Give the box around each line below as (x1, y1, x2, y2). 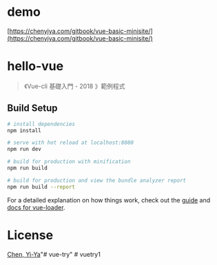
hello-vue (7, 59, 64, 74)
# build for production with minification (7, 158, 131, 165)
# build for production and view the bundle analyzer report (7, 177, 187, 184)
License (7, 227, 54, 243)
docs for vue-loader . (7, 203, 65, 211)
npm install (7, 127, 41, 134)
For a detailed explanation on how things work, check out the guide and (7, 195, 211, 204)
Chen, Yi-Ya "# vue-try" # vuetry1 (7, 250, 101, 258)
